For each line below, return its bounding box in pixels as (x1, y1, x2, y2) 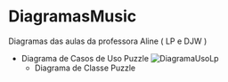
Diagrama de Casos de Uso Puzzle (20, 53, 149, 63)
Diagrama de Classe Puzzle (34, 62, 135, 73)
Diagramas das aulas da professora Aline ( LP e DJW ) (8, 36, 208, 46)
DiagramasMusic (8, 6, 137, 27)
